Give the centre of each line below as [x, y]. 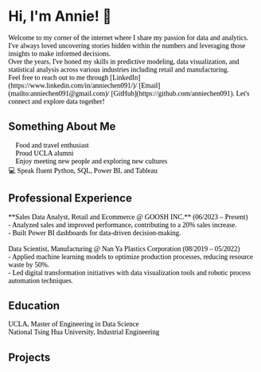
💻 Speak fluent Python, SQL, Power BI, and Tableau [83, 170]
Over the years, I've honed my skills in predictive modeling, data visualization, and [124, 62]
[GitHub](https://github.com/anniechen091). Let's [180, 94]
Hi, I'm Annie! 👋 [60, 16]
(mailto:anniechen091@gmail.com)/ [59, 94]
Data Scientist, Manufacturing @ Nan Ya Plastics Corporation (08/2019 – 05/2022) [124, 249]
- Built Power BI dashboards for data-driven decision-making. [95, 233]
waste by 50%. [29, 265]
